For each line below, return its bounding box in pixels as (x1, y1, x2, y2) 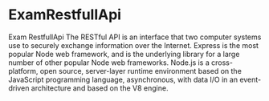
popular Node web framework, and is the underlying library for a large (8, 49, 240, 59)
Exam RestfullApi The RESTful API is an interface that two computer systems (8, 32, 262, 42)
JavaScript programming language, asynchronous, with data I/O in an (8, 75, 238, 84)
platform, (8, 66, 39, 75)
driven (8, 83, 30, 93)
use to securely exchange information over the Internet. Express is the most (8, 40, 259, 50)
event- (239, 75, 262, 84)
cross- (211, 58, 233, 67)
